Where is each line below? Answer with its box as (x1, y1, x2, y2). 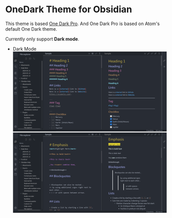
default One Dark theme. (5, 26, 57, 32)
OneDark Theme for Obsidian (5, 4, 132, 15)
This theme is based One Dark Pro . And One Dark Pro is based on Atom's (5, 20, 160, 27)
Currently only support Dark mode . (5, 36, 79, 42)
